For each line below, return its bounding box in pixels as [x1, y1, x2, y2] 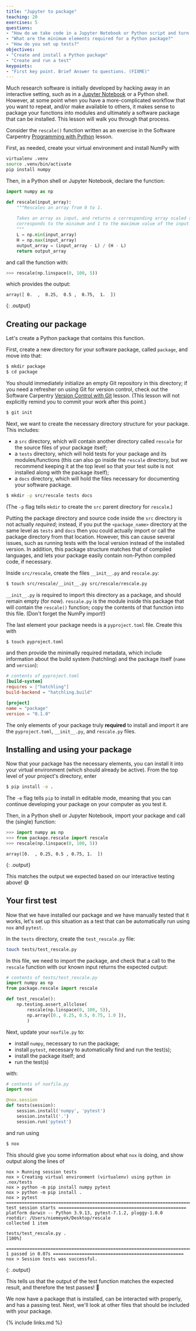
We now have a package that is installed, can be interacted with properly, [6, 1295, 183, 1302]
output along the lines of [6, 1157, 65, 1165]
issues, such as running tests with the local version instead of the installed [6, 539, 185, 546]
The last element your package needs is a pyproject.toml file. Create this [6, 621, 183, 628]
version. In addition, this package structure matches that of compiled [6, 546, 172, 553]
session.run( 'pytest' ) [16, 1119, 72, 1124]
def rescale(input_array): [6, 199, 72, 205]
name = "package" [6, 705, 48, 711]
